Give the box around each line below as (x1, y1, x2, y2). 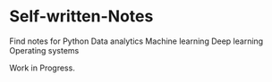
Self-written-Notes (9, 6, 154, 27)
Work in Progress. (9, 62, 76, 73)
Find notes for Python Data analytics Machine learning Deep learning (9, 36, 264, 46)
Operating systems (9, 45, 80, 55)
